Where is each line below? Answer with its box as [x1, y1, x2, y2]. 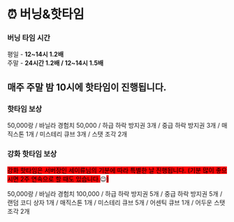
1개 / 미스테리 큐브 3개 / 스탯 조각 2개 [25, 130, 128, 138]
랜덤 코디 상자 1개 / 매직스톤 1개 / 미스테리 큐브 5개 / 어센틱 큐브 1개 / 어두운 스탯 [7, 198, 226, 207]
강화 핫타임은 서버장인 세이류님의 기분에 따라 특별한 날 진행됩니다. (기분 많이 [7, 166, 214, 175]
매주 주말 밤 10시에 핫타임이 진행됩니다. [7, 81, 167, 93]
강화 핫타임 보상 [7, 149, 57, 159]
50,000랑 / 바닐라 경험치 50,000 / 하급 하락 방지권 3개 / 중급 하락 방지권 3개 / [7, 121, 220, 130]
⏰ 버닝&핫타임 [7, 6, 85, 22]
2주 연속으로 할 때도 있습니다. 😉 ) [20, 175, 110, 184]
